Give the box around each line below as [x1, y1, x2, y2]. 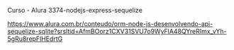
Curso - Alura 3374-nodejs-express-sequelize [7, 6, 143, 14]
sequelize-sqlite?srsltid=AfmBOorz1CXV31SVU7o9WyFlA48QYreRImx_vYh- [7, 27, 227, 35]
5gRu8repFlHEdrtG [7, 35, 63, 43]
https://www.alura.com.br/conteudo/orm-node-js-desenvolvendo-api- [7, 20, 213, 27]
